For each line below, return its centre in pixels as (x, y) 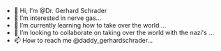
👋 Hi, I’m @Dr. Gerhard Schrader (60, 11)
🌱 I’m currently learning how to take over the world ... (90, 25)
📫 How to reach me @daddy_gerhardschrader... (83, 40)
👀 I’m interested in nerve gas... (58, 18)
